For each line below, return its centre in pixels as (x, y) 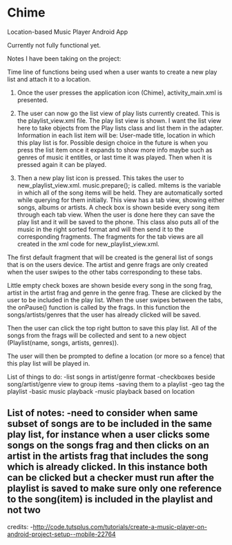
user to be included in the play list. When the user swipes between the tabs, (115, 300)
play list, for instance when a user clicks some (109, 435)
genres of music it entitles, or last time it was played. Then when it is (114, 157)
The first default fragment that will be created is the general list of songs (110, 257)
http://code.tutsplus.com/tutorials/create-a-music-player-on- (120, 526)
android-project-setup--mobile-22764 (61, 534)
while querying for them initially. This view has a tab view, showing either (121, 200)
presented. (32, 100)
